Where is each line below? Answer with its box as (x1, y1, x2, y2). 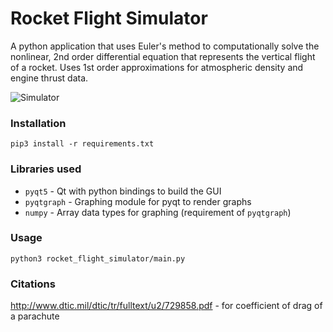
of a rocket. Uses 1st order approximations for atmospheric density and (10, 61, 304, 73)
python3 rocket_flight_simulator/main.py (10, 253, 186, 264)
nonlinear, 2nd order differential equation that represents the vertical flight (10, 50, 316, 62)
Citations (10, 277, 56, 291)
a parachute (10, 310, 60, 322)
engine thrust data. (10, 72, 89, 84)
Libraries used (10, 162, 82, 176)
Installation (10, 116, 67, 130)
